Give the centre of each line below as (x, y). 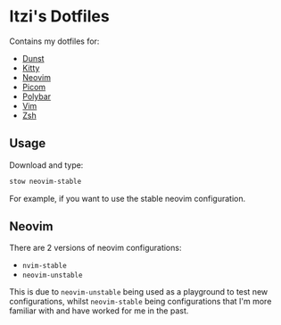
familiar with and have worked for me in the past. (99, 311)
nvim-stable (44, 266)
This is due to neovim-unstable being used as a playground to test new (139, 292)
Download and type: (46, 165)
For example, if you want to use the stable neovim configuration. (128, 198)
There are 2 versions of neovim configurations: (95, 248)
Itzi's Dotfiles (59, 17)
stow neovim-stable (45, 181)
